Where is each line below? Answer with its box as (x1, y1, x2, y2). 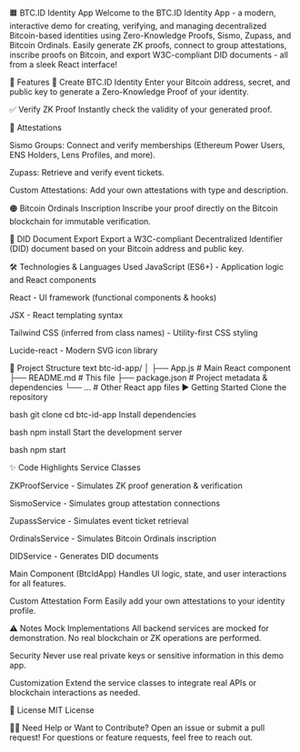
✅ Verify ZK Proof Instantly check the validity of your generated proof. (9, 104, 273, 115)
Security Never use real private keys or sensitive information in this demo (9, 650, 285, 661)
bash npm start (9, 445, 66, 455)
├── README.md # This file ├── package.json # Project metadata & (9, 372, 268, 383)
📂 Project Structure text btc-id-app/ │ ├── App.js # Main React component (9, 363, 291, 373)
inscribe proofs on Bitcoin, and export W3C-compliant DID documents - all (9, 49, 289, 60)
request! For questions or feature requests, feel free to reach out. (9, 732, 254, 743)
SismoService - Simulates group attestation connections (9, 498, 221, 508)
